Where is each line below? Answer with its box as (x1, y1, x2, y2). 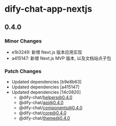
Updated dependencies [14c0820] (11, 89, 81, 95)
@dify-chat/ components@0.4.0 (19, 105, 83, 111)
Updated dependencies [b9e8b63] (11, 79, 82, 85)
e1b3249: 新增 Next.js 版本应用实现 (11, 49, 82, 55)
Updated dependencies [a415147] (11, 84, 80, 90)
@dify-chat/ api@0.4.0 (19, 100, 64, 105)
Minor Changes (4, 38, 42, 44)
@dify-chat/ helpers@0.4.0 (19, 94, 73, 101)
